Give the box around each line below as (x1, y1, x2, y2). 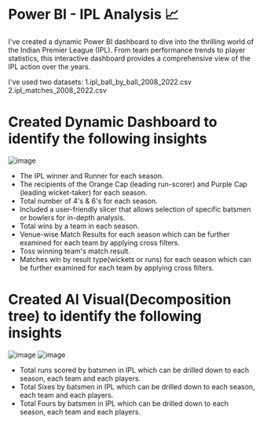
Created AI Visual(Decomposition (8, 291, 232, 308)
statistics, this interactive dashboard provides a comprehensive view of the (8, 53, 251, 63)
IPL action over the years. (8, 61, 91, 71)
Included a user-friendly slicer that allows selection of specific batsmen (19, 205, 251, 214)
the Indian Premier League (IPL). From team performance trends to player (8, 45, 246, 54)
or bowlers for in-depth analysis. (19, 212, 126, 222)
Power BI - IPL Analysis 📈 (8, 6, 179, 24)
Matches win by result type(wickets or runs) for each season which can (19, 254, 252, 264)
